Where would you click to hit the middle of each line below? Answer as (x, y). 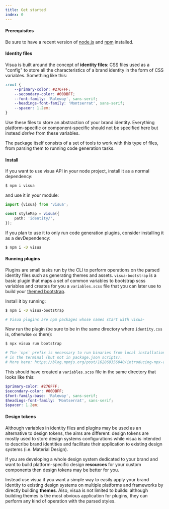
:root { (13, 84)
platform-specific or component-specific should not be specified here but (82, 128)
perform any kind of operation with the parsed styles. (60, 501)
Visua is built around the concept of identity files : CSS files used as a (77, 65)
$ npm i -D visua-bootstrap (35, 310)
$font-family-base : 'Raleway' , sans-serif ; (52, 396)
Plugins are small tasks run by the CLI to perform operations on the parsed (82, 270)
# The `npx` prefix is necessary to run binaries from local (71, 353)
